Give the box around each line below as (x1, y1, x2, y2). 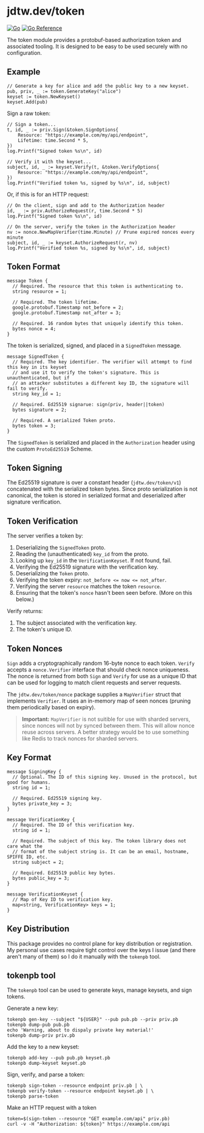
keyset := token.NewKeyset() (7, 93, 81, 100)
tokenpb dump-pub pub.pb (7, 1022, 70, 1028)
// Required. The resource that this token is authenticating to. (12, 283, 184, 289)
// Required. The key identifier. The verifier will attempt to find (12, 359, 192, 365)
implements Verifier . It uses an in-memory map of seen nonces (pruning (7, 697, 191, 704)
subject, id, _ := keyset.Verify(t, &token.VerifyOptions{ (7, 164, 160, 170)
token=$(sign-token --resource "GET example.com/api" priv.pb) (7, 1116, 171, 1122)
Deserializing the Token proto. (15, 570, 90, 577)
